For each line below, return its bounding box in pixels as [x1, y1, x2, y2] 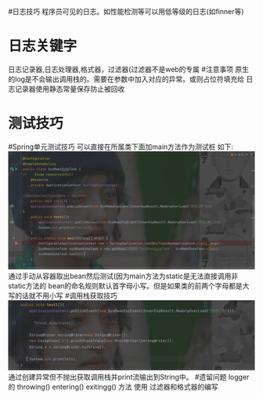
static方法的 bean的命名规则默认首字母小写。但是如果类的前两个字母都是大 [8, 281, 250, 291]
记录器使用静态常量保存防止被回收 [14, 84, 125, 93]
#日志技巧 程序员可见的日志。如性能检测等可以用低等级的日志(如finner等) [8, 7, 244, 16]
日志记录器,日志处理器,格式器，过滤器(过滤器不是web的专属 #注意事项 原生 [8, 64, 249, 74]
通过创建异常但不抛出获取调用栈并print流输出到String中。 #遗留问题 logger [8, 372, 250, 382]
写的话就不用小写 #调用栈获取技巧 [8, 291, 117, 300]
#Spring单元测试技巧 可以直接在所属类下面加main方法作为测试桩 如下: [8, 142, 233, 151]
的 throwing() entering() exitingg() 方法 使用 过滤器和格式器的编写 [8, 383, 218, 392]
